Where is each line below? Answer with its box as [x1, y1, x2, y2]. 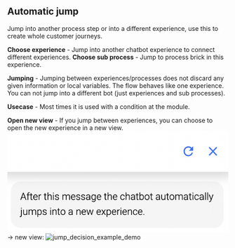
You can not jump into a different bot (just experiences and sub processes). [7, 89, 226, 97]
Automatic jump [7, 6, 79, 18]
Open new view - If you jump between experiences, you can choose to [7, 116, 213, 124]
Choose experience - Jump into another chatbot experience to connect [7, 45, 215, 53]
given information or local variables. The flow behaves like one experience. [7, 81, 224, 90]
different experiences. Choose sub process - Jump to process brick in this [7, 53, 224, 61]
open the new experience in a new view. [7, 123, 124, 132]
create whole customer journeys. [7, 32, 103, 40]
